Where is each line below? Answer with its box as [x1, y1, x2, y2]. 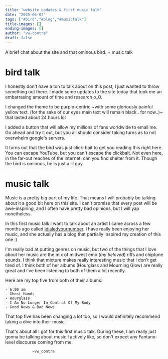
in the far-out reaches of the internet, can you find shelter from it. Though [5, 155, 157, 161]
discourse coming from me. [16, 339, 73, 345]
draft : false [5, 36, 33, 41]
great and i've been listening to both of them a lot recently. [5, 267, 126, 274]
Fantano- [138, 333, 158, 339]
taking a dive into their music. [5, 318, 66, 324]
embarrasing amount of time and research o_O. [5, 94, 103, 100]
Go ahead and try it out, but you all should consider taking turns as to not [5, 129, 156, 136]
